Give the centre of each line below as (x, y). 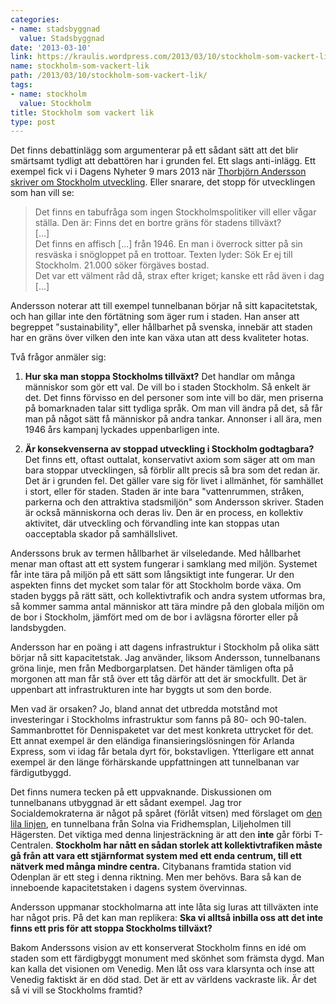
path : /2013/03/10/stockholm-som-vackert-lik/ (109, 76)
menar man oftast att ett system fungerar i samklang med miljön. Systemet (164, 564)
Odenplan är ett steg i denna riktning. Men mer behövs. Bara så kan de (156, 877)
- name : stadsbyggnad (55, 29)
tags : (21, 85)
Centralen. (32, 845)
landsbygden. (38, 628)
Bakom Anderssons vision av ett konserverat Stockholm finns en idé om (158, 948)
